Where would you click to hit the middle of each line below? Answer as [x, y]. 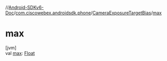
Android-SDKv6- [26, 7]
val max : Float [20, 53]
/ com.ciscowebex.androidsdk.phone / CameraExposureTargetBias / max [88, 13]
